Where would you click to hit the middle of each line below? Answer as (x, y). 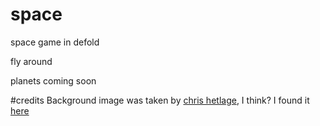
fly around (31, 61)
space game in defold (55, 42)
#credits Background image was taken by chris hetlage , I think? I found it (160, 100)
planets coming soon (53, 80)
